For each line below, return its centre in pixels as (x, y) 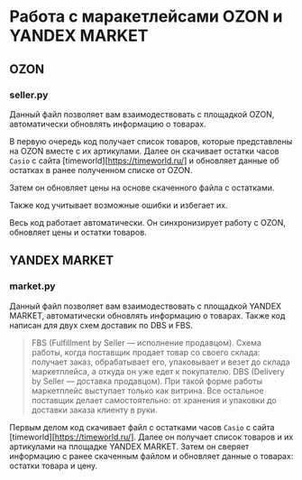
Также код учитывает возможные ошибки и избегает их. (119, 205)
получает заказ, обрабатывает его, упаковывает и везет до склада (160, 362)
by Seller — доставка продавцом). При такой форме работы (147, 381)
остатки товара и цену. (54, 466)
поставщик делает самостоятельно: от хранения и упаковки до (154, 400)
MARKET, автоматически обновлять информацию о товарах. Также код (147, 315)
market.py (32, 286)
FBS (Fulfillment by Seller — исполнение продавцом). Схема (146, 342)
